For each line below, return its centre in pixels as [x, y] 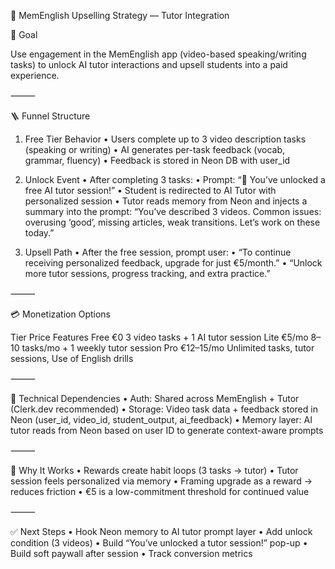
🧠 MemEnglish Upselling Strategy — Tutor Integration [120, 15]
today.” [39, 233]
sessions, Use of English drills [72, 358]
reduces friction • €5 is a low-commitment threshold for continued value [160, 491]
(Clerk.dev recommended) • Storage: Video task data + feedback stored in [164, 409]
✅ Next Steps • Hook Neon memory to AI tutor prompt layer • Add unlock [161, 531]
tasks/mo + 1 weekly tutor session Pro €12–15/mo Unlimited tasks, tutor [168, 348]
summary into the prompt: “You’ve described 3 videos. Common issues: [173, 211]
